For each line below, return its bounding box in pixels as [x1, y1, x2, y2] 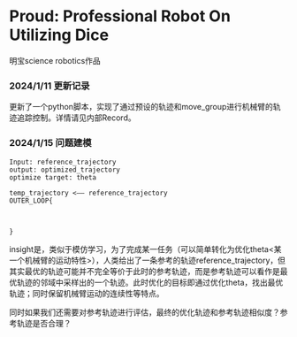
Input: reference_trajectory [9, 157, 117, 166]
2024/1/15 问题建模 [9, 137, 92, 149]
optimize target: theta [9, 172, 97, 182]
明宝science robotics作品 [9, 55, 102, 65]
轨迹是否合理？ [16, 318, 72, 328]
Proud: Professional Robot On [9, 6, 232, 27]
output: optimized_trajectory [9, 165, 121, 174]
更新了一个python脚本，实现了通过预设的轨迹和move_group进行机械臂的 [9, 102, 274, 112]
